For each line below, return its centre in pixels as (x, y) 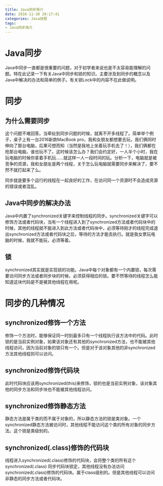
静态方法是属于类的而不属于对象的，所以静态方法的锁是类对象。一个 (73, 419)
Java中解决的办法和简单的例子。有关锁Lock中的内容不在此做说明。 (72, 80)
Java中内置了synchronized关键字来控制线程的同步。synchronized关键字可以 (81, 216)
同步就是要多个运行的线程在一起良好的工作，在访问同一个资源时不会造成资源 (81, 180)
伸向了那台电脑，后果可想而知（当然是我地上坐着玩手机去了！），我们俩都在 (81, 146)
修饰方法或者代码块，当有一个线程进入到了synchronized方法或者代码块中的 (80, 222)
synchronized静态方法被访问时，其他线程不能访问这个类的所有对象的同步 (78, 425)
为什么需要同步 (27, 121)
